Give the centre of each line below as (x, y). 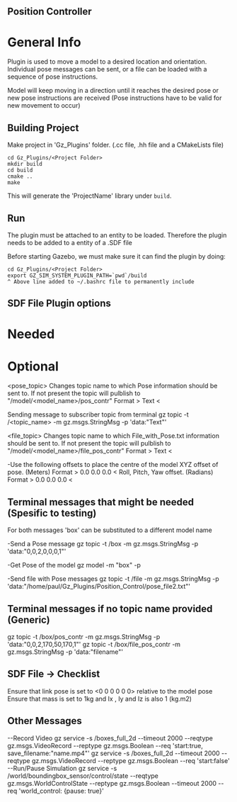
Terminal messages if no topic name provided (110, 609)
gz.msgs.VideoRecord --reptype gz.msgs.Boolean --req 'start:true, (105, 745)
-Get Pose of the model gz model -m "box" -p (74, 565)
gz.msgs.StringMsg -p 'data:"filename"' (65, 652)
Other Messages (45, 721)
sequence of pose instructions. (53, 77)
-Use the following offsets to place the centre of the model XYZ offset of (113, 465)
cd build (20, 170)
